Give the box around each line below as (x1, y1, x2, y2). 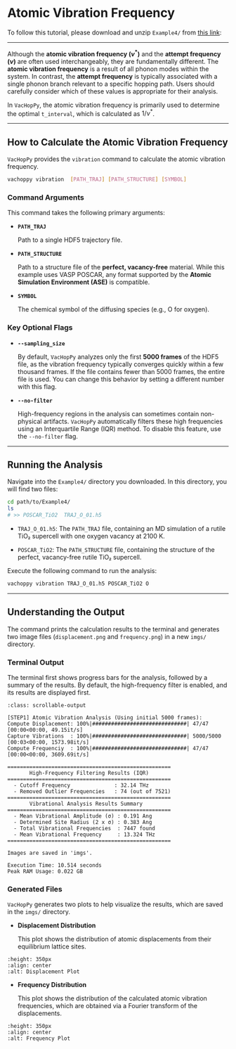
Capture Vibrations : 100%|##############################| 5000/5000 (7, 733, 221, 740)
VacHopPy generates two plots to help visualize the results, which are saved (7, 900, 223, 908)
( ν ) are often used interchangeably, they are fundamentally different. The (7, 57, 219, 65)
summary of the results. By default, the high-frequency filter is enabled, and (7, 681, 228, 689)
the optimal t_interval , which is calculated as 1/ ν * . (7, 108, 155, 117)
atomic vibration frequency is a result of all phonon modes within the (7, 65, 209, 73)
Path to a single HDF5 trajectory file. (17, 236, 123, 244)
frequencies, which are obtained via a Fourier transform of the (17, 1002, 198, 1010)
